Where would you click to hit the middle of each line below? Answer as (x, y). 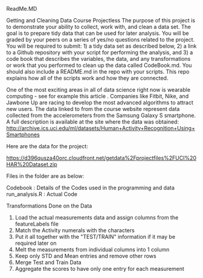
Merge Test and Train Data (48, 262)
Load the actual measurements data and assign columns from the (97, 217)
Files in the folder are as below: (45, 176)
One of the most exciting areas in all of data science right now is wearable (98, 90)
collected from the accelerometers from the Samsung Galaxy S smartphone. (101, 115)
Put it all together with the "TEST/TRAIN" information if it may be (95, 237)
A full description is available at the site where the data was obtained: (93, 122)
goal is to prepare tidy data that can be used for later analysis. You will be (98, 33)
